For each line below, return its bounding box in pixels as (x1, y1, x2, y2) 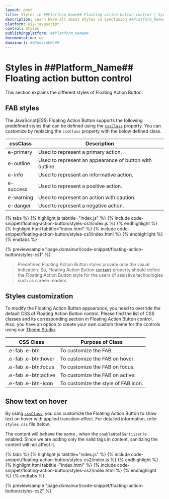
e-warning (8, 194, 34, 201)
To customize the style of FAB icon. (60, 380, 143, 387)
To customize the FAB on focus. (60, 363, 135, 370)
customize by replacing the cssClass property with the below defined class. (5, 128, 162, 134)
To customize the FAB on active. (60, 371, 136, 379)
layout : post (5, 7, 33, 13)
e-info (8, 171, 24, 178)
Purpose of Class (80, 339, 123, 346)
